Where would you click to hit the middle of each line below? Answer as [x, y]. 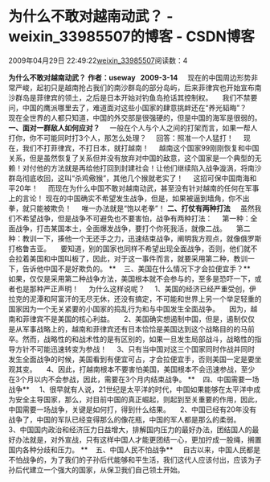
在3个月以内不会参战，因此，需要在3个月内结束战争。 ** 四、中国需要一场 [134, 379]
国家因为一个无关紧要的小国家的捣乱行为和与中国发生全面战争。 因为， [129, 309]
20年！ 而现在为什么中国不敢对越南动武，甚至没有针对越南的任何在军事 [137, 188]
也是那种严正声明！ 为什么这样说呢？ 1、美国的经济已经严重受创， [132, 288]
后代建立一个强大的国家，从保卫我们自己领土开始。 [100, 470]
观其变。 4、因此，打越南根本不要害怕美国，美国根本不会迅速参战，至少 [132, 369]
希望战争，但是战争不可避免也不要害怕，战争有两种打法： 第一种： [136, 218]
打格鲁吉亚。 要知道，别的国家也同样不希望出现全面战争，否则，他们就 [129, 248]
